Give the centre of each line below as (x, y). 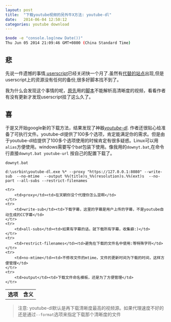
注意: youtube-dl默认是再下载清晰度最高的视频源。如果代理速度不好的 (91, 308)
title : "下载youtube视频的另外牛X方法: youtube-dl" (59, 15)
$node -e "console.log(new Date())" (44, 38)
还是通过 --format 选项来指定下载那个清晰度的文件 (69, 314)
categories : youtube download (37, 24)
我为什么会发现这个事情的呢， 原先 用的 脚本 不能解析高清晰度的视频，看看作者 (85, 90)
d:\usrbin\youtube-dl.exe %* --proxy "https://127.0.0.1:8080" (74, 172)
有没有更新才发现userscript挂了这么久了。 (49, 97)
